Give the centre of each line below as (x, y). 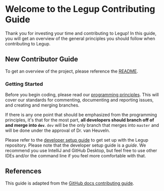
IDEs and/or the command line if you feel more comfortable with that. (76, 156)
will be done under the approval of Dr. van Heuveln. (58, 131)
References (23, 171)
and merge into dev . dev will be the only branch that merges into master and (82, 125)
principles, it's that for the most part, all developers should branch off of (80, 120)
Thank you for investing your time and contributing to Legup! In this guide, (81, 33)
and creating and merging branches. (42, 105)
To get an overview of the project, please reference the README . (72, 71)
